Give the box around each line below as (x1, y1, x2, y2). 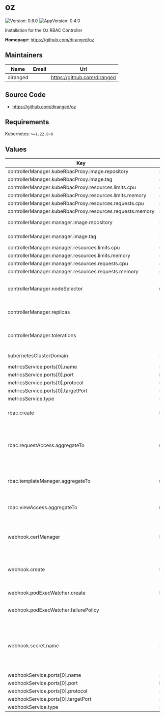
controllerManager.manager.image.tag (7, 233, 97, 240)
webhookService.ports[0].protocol (7, 688, 87, 694)
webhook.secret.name (7, 642, 59, 649)
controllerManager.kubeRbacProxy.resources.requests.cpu (7, 200, 144, 207)
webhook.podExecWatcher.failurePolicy (7, 606, 100, 613)
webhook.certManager (7, 534, 60, 541)
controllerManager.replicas (7, 309, 70, 315)
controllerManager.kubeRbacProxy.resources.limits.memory (7, 192, 146, 199)
